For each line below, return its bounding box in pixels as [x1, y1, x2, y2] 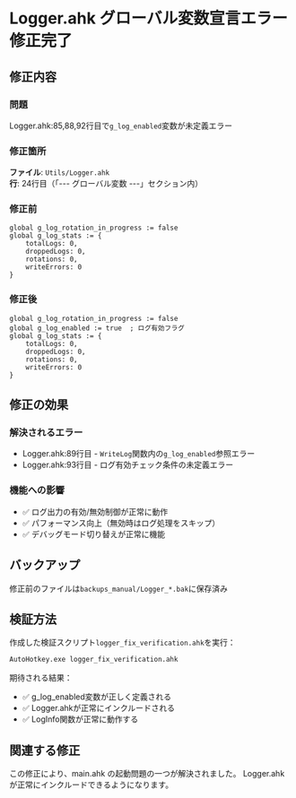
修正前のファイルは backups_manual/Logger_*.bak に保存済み [9, 583, 229, 594]
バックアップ [9, 558, 81, 573]
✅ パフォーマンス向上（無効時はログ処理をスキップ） [22, 517, 221, 528]
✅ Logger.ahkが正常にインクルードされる [22, 703, 176, 714]
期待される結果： [9, 672, 73, 683]
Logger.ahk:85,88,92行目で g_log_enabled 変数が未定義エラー [9, 120, 233, 131]
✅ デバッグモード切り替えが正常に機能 [22, 528, 166, 539]
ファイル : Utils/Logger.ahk [9, 167, 110, 178]
